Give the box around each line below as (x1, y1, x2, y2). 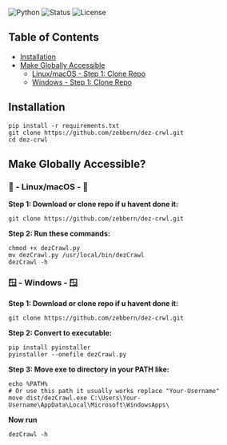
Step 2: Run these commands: (8, 228, 110, 239)
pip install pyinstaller (8, 344, 91, 352)
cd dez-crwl (8, 136, 48, 144)
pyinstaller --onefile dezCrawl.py (8, 350, 127, 359)
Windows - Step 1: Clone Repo (31, 77, 133, 87)
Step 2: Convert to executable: (8, 328, 112, 337)
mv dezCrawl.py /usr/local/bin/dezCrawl (8, 252, 145, 260)
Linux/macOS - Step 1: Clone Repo (31, 69, 146, 78)
